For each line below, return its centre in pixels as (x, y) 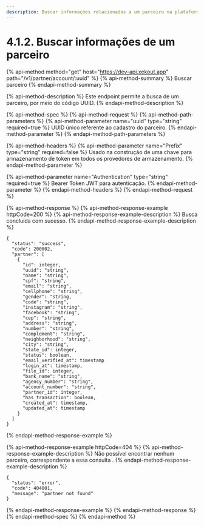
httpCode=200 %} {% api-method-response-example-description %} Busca (102, 214)
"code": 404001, (32, 488)
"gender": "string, (47, 297)
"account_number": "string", (59, 387)
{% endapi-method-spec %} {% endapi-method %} (71, 516)
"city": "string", (46, 344)
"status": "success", (39, 243)
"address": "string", (50, 323)
